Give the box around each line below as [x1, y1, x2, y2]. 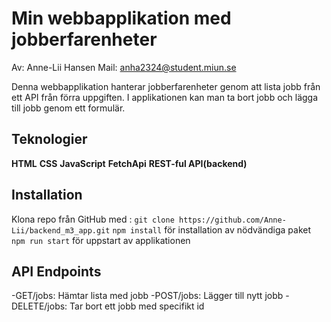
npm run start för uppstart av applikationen [11, 234, 191, 246]
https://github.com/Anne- [178, 215, 287, 225]
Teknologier [11, 131, 88, 148]
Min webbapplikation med [11, 7, 232, 30]
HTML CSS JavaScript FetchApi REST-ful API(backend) [11, 157, 248, 169]
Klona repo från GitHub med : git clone [11, 213, 175, 225]
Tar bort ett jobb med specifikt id [69, 300, 205, 312]
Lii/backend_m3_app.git [11, 225, 111, 236]
